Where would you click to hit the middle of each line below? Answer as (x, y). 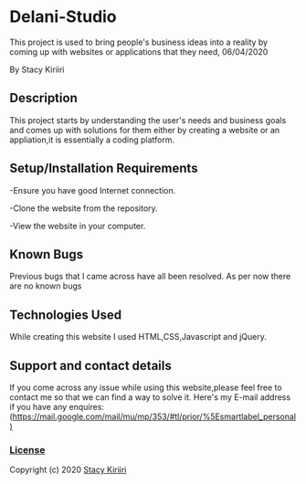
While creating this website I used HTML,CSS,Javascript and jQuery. (138, 337)
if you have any (38, 407)
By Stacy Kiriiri (37, 69)
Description (43, 98)
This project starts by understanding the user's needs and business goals (148, 120)
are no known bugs (46, 286)
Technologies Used (65, 315)
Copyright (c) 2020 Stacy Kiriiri (68, 470)
